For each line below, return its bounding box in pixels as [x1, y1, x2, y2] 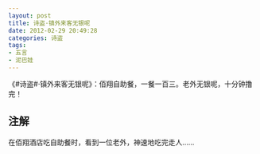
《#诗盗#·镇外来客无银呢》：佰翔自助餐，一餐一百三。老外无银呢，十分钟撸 [8, 79, 253, 89]
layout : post [8, 11, 52, 20]
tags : [8, 41, 26, 49]
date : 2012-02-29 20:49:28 [8, 26, 98, 34]
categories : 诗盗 [8, 34, 64, 42]
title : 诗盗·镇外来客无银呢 [8, 19, 91, 27]
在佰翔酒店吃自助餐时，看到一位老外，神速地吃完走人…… [8, 137, 195, 147]
